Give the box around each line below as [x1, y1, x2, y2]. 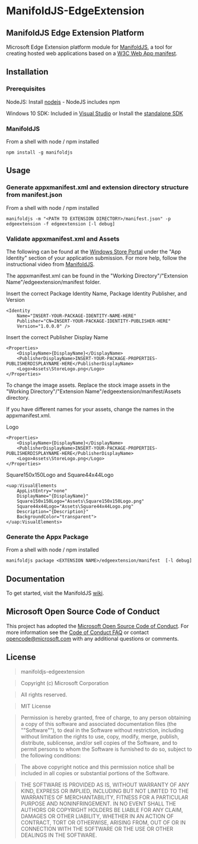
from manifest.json [6, 191, 62, 199]
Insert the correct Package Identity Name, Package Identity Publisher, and [6, 289, 187, 297]
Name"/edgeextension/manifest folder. [6, 278, 101, 285]
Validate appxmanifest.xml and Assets [6, 234, 120, 243]
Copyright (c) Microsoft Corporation [20, 679, 108, 686]
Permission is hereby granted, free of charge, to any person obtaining [20, 714, 191, 721]
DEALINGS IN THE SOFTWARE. [20, 832, 97, 839]
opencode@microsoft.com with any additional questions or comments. [6, 635, 179, 642]
